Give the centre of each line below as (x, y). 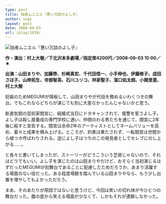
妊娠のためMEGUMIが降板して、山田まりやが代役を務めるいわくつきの (77, 97)
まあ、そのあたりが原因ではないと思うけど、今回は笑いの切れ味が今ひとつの (83, 190)
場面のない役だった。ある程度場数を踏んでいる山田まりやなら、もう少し (83, 173)
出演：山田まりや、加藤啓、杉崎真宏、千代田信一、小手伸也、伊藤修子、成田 (83, 74)
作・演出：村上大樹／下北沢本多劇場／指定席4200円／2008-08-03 (74, 58)
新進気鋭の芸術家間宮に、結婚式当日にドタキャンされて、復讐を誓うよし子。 (83, 113)
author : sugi (19, 19)
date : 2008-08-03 (23, 28)
